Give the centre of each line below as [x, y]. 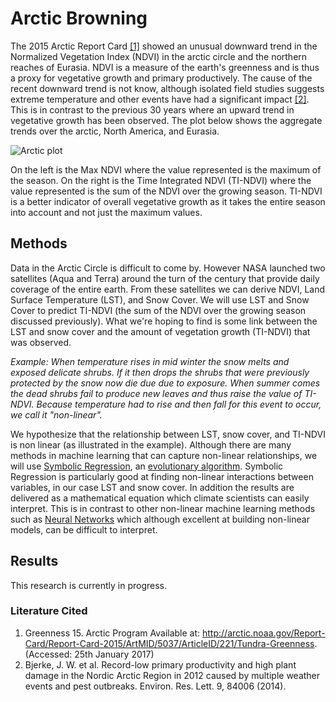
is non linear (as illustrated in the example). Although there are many [151, 444]
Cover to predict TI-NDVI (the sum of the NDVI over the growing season [158, 310]
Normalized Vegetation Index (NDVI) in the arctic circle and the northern [159, 56]
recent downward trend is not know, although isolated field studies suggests [167, 88]
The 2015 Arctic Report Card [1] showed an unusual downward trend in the [164, 46]
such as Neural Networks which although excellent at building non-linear [160, 519]
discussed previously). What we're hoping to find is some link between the [164, 321]
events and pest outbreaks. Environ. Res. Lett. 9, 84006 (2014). [155, 686]
